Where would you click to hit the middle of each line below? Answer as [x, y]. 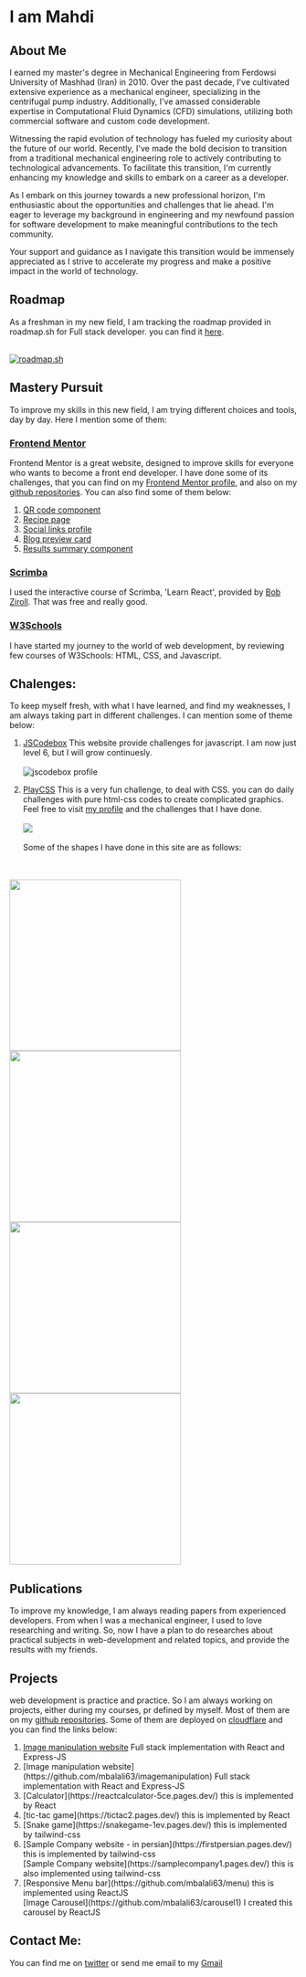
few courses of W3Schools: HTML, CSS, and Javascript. [116, 655]
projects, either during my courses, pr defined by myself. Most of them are [150, 1709]
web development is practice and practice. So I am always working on [141, 1700]
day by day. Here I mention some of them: [88, 419]
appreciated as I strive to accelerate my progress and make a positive [140, 261]
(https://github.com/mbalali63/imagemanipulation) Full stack [137, 1776]
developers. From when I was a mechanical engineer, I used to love [136, 1621]
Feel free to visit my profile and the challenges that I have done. [142, 809]
